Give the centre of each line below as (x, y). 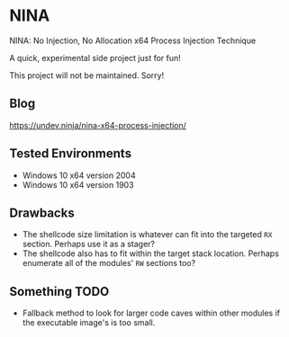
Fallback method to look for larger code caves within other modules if (151, 313)
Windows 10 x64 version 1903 (78, 184)
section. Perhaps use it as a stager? (89, 244)
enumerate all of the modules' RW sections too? (109, 263)
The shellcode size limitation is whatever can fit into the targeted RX (147, 235)
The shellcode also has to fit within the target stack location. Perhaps (150, 253)
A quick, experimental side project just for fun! (95, 58)
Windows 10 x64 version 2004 (79, 175)
